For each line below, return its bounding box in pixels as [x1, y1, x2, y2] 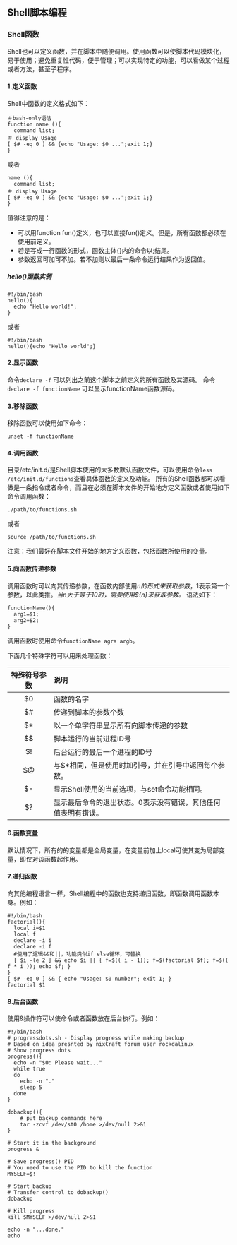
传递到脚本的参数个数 [53, 707, 125, 717]
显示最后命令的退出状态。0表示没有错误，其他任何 [53, 797, 221, 807]
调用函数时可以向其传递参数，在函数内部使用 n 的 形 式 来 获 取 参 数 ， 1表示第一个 [7, 581, 230, 590]
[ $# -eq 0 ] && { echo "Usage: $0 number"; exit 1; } [7, 975, 172, 983]
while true [13, 1066, 46, 1073]
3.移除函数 [7, 402, 39, 410]
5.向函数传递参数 [7, 564, 57, 573]
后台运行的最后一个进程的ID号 [53, 747, 153, 757]
